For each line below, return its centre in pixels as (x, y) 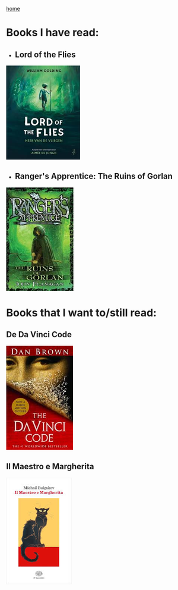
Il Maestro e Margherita (50, 467)
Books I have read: (53, 33)
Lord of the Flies (45, 54)
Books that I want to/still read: (82, 313)
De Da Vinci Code (39, 335)
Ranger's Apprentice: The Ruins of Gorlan (94, 176)
